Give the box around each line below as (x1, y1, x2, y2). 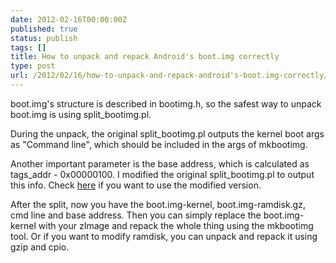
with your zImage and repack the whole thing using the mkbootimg (38, 219, 314, 231)
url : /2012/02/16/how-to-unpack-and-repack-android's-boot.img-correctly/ (10, 71, 329, 81)
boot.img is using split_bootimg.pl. (10, 108, 152, 120)
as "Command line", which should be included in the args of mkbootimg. (10, 138, 308, 150)
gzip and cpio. (10, 241, 70, 253)
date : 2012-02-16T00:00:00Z (10, 14, 128, 25)
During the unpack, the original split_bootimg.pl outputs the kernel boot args (10, 127, 325, 140)
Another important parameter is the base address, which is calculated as (10, 157, 310, 170)
